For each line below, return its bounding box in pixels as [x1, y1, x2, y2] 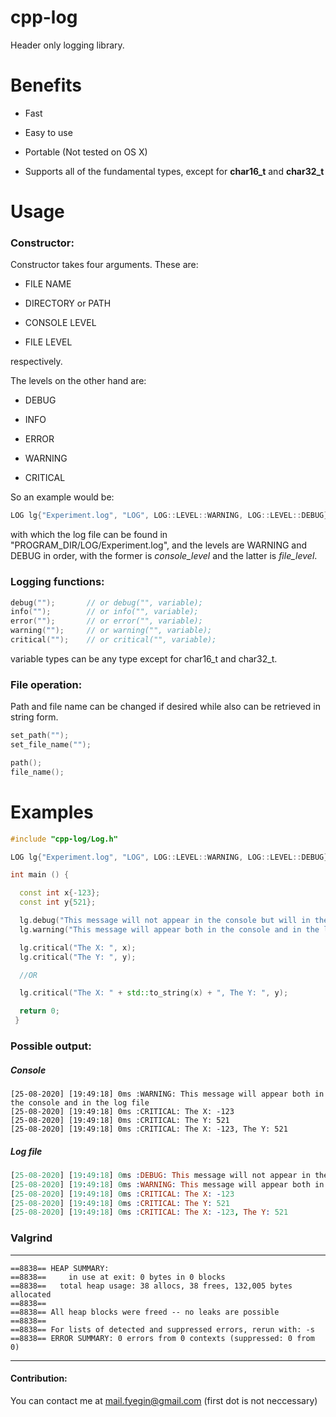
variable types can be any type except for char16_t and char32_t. [10, 652, 278, 665]
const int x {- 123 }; [19, 888, 101, 898]
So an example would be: [10, 491, 115, 503]
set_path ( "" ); [10, 731, 70, 741]
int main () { [10, 870, 70, 880]
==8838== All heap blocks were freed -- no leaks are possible [10, 1307, 280, 1317]
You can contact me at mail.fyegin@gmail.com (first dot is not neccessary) [10, 1394, 318, 1406]
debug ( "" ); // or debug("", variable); [10, 597, 203, 608]
